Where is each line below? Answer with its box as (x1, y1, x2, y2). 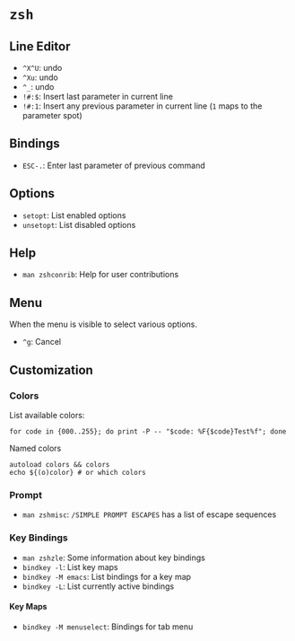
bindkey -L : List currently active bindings (22, 581, 175, 592)
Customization (9, 362, 94, 378)
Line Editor (9, 39, 71, 54)
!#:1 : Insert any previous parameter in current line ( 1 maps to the (22, 101, 263, 111)
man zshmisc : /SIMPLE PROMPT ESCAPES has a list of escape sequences (22, 509, 277, 520)
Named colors (9, 443, 62, 453)
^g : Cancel (22, 337, 62, 347)
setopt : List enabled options (22, 209, 126, 221)
